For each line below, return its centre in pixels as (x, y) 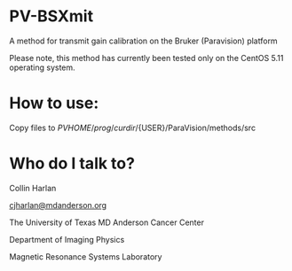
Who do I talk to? (72, 163)
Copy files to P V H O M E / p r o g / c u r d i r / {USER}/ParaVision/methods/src (132, 128)
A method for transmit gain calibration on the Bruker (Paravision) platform (143, 41)
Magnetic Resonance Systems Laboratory (86, 256)
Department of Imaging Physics (67, 239)
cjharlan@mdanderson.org (58, 205)
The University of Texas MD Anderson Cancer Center (107, 222)
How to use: (54, 103)
